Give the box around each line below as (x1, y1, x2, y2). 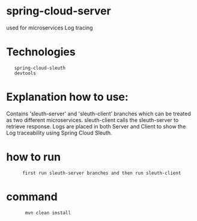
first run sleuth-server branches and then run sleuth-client (22, 170, 181, 176)
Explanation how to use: (6, 90, 129, 104)
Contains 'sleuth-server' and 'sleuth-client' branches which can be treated (6, 110, 191, 117)
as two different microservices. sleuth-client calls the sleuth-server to (6, 116, 179, 124)
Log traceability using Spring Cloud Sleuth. (6, 129, 112, 136)
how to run (6, 150, 61, 163)
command (6, 190, 58, 204)
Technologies (6, 45, 76, 59)
